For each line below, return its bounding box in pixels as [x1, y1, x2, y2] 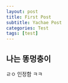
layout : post [6, 8, 38, 15]
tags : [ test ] [6, 31, 38, 36]
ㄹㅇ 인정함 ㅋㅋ [6, 70, 43, 77]
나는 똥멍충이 [6, 54, 51, 64]
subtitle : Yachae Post [6, 19, 62, 25]
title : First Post [6, 14, 51, 20]
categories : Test [6, 25, 49, 31]
